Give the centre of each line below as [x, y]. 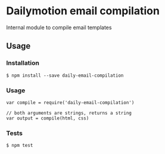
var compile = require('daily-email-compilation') [70, 102]
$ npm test [20, 146]
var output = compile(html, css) [48, 118]
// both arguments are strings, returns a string [69, 113]
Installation [23, 63]
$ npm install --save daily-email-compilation [65, 76]
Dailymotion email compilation [83, 11]
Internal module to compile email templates [59, 27]
